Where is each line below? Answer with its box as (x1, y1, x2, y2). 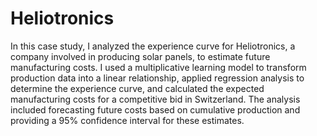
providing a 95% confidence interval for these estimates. (10, 114, 245, 126)
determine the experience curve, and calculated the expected (10, 82, 265, 94)
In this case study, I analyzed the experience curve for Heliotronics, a (10, 40, 296, 52)
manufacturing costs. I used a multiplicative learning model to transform (10, 61, 307, 73)
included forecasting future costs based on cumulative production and (10, 103, 301, 116)
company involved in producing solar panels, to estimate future (10, 50, 271, 62)
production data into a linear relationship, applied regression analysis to (10, 72, 305, 84)
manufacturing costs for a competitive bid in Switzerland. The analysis (10, 93, 301, 105)
